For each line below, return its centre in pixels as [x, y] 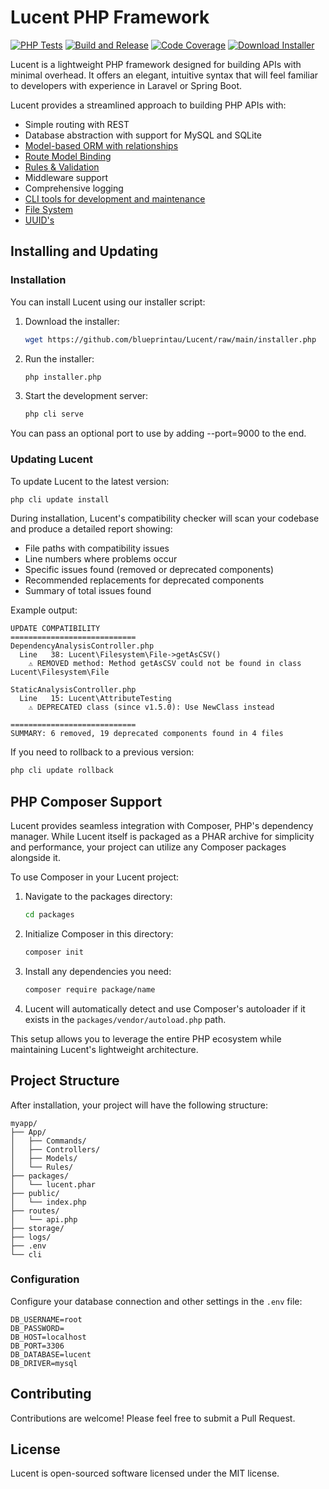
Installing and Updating [84, 251]
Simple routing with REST [77, 124]
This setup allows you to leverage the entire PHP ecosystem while [146, 1038]
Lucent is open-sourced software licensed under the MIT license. [145, 1473]
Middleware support [66, 177]
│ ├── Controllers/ [55, 1149]
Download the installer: [72, 321]
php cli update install [60, 499]
